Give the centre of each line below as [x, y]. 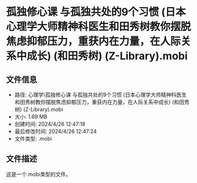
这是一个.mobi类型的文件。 [39, 174]
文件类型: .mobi [33, 139]
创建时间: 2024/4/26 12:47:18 [50, 124]
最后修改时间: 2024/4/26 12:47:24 [55, 131]
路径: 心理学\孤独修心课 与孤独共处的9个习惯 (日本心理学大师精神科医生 [101, 95]
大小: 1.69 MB [31, 117]
